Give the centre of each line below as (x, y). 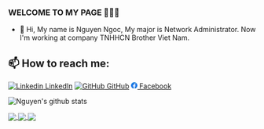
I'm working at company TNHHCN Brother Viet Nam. (104, 38)
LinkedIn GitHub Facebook (108, 86)
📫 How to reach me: (59, 63)
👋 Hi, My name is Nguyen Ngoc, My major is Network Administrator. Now (137, 30)
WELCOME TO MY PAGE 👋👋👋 (64, 13)
